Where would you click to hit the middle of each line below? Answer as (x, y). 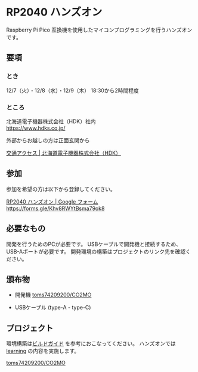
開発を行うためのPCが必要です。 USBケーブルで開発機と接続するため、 (94, 244)
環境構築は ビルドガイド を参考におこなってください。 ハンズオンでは (91, 343)
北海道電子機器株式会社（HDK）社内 (51, 121)
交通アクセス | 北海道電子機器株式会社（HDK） (64, 153)
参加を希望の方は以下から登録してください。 (61, 189)
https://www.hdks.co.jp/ (36, 128)
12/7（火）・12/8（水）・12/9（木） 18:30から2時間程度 (72, 90)
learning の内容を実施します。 (43, 351)
